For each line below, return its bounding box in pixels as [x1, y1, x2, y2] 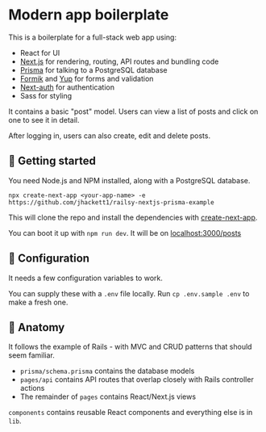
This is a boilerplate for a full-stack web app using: [8, 32, 177, 42]
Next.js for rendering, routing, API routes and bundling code [19, 57, 219, 66]
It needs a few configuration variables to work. [8, 273, 164, 283]
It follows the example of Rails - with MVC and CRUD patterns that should [8, 342, 252, 352]
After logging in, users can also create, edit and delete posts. [8, 131, 211, 141]
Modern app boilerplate [8, 6, 169, 24]
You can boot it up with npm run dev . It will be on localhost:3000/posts [8, 228, 242, 237]
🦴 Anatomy [8, 321, 65, 334]
